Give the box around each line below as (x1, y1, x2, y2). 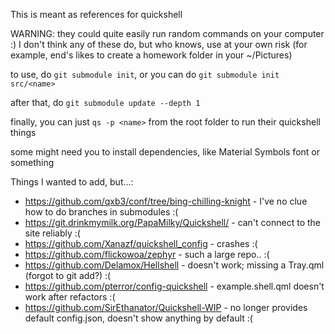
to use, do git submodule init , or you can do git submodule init (10, 69, 280, 80)
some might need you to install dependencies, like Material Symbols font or (10, 146, 320, 158)
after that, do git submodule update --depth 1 (10, 97, 201, 108)
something (10, 157, 55, 168)
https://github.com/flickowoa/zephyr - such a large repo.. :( (24, 249, 270, 260)
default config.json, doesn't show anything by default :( (24, 312, 253, 324)
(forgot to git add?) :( (24, 270, 112, 281)
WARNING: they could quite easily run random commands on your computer (10, 28, 325, 39)
